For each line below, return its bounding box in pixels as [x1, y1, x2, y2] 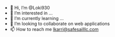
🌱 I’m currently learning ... [10, 15, 64, 21]
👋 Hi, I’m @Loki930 [10, 5, 50, 10]
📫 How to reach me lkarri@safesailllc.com [10, 26, 99, 32]
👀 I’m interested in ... [10, 10, 53, 16]
